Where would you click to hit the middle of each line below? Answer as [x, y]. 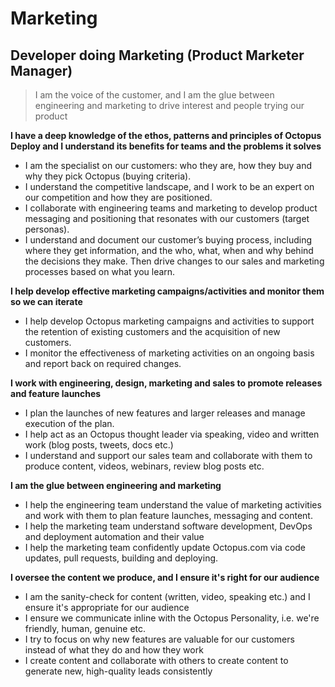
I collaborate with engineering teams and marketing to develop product [171, 208]
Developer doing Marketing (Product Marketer [157, 55]
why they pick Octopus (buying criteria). [108, 176]
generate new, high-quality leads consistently [118, 671]
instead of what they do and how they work [114, 650]
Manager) [41, 70]
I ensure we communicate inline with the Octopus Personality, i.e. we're [172, 618]
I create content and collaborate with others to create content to [156, 660]
